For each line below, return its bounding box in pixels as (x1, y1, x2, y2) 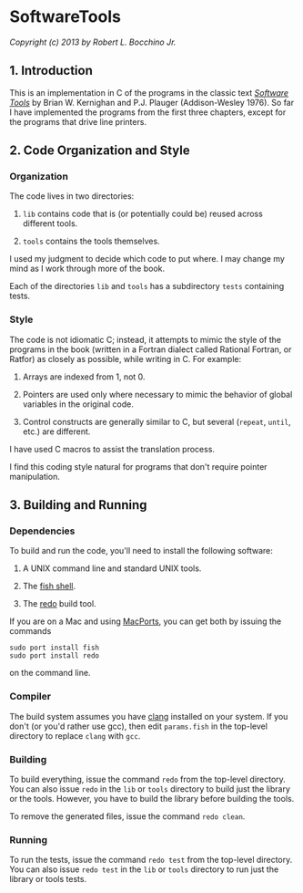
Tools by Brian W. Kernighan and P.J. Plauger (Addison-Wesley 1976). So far (9, 97, 294, 108)
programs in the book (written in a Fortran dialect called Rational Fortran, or (9, 344, 292, 355)
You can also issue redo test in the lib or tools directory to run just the (9, 864, 279, 875)
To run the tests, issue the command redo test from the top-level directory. (9, 855, 293, 866)
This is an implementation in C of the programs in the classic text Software (9, 87, 289, 98)
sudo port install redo (9, 651, 100, 660)
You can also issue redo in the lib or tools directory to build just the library (9, 784, 291, 794)
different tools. (22, 218, 78, 229)
